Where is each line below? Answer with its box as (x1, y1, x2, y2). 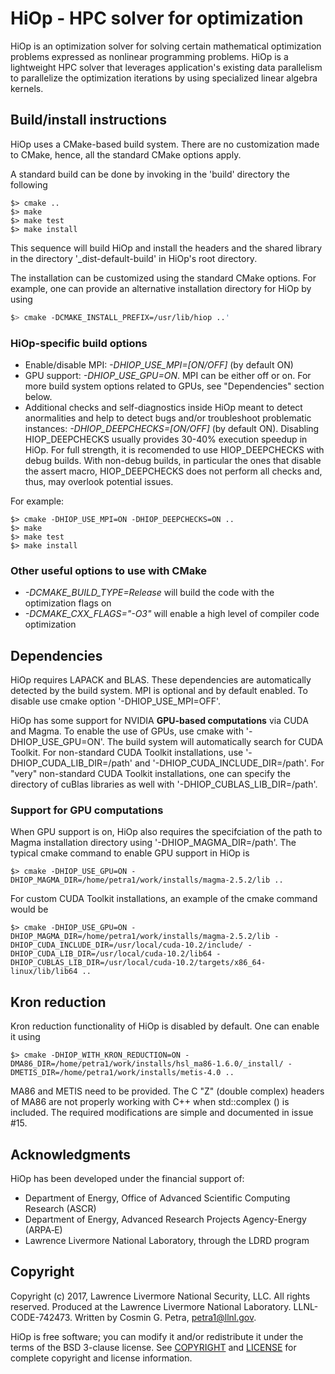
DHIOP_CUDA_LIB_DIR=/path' (10, 757, 133, 769)
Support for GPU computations (10, 803, 164, 817)
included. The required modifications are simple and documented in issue (10, 1107, 314, 1119)
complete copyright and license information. (10, 1352, 193, 1364)
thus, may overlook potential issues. (24, 475, 174, 487)
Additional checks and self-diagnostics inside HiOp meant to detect (24, 401, 303, 413)
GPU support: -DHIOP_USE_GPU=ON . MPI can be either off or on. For (24, 369, 312, 381)
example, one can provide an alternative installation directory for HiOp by (10, 282, 312, 294)
